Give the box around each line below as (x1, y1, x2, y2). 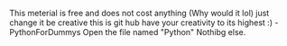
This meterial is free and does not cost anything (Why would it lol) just (9, 8, 270, 18)
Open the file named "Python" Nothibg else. (82, 27, 246, 37)
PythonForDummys (9, 27, 81, 37)
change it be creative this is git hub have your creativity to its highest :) (9, 17, 273, 28)
